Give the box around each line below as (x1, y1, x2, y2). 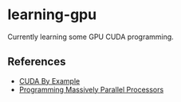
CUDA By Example (18, 76, 81, 85)
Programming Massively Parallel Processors (18, 84, 164, 94)
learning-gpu (7, 6, 97, 24)
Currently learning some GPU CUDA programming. (7, 32, 175, 41)
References (7, 55, 66, 69)
